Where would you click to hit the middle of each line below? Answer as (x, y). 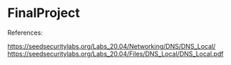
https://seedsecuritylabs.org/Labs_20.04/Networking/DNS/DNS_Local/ (112, 46)
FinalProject (44, 13)
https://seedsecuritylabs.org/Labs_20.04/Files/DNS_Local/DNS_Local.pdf (115, 54)
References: (25, 32)
